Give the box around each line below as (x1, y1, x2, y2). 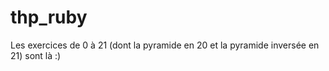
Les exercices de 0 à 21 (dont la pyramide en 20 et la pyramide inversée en (10, 39, 320, 51)
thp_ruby (10, 6, 88, 29)
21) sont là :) (10, 49, 62, 61)
